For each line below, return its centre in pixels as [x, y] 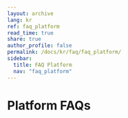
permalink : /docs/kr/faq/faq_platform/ [64, 52]
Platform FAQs [49, 105]
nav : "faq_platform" [43, 71]
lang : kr [20, 20]
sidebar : [20, 59]
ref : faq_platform [33, 26]
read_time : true [30, 33]
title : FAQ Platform [43, 65]
